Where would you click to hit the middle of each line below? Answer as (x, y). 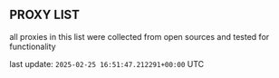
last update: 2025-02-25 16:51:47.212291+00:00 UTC (107, 63)
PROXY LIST (44, 15)
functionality (33, 46)
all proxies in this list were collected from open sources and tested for (139, 36)
